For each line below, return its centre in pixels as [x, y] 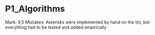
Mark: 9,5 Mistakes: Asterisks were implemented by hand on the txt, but [77, 22]
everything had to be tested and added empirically [56, 27]
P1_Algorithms [35, 9]
